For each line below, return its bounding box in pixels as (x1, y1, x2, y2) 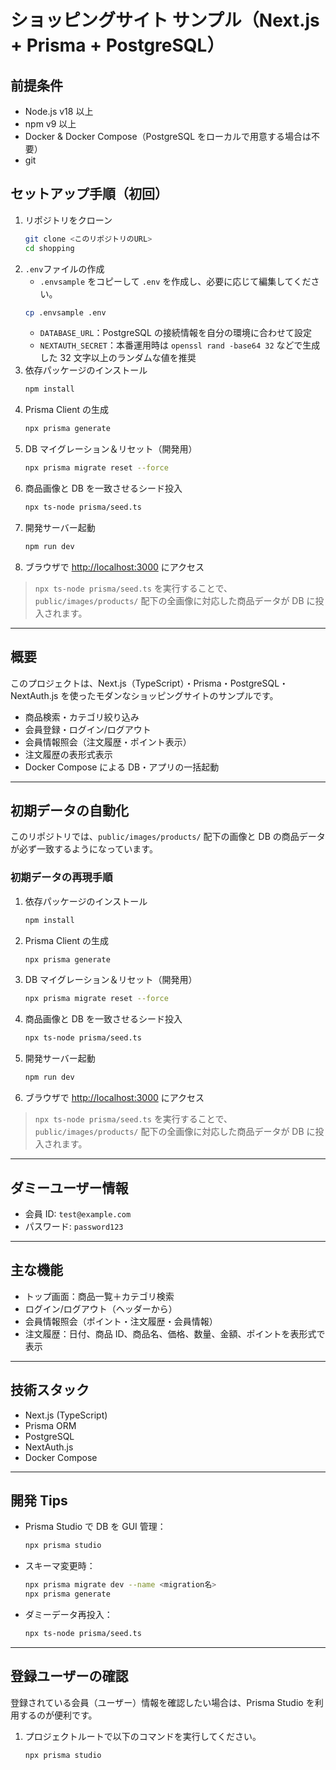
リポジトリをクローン (24, 214, 113, 226)
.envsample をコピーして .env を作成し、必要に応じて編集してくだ (39, 275, 312, 287)
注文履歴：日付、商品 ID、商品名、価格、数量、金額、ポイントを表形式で (24, 1327, 326, 1340)
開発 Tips (10, 1492, 68, 1509)
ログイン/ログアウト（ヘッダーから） (24, 1302, 178, 1315)
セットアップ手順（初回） (10, 186, 168, 203)
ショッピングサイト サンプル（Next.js (10, 9, 320, 32)
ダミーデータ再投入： (24, 1608, 113, 1620)
